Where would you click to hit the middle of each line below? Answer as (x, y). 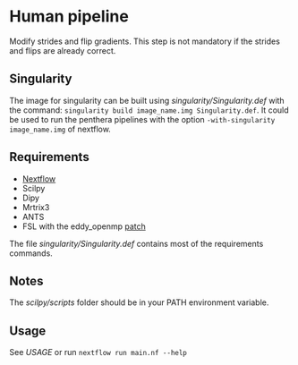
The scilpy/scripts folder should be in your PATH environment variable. (139, 302)
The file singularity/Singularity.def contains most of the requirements (136, 243)
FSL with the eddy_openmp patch (84, 226)
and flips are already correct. (63, 50)
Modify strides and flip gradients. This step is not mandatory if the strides (145, 41)
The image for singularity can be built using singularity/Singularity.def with (147, 100)
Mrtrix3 (36, 207)
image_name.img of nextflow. (60, 129)
